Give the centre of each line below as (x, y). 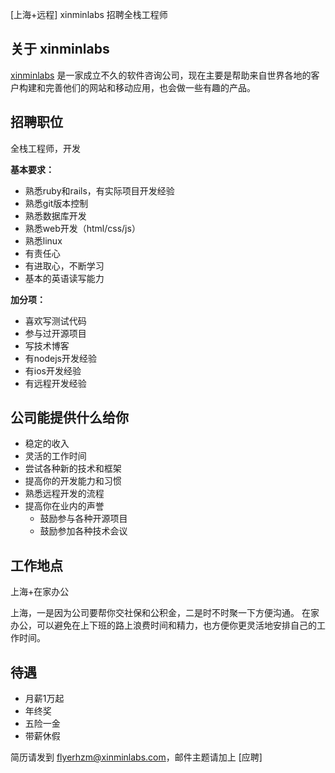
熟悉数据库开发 (55, 215)
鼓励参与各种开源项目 (83, 519)
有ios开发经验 (53, 370)
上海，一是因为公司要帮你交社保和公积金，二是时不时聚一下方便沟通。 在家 (165, 613)
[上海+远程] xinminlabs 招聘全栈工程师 (89, 14)
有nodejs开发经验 (60, 358)
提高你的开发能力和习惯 (73, 481)
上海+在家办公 (40, 592)
